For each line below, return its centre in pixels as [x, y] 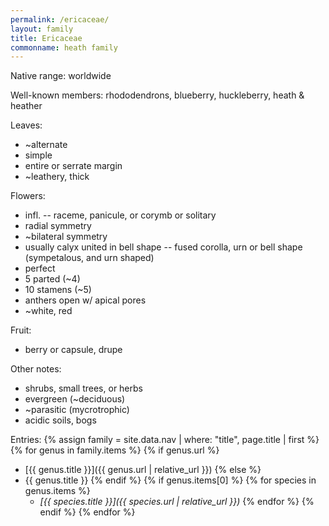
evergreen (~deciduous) [75, 399]
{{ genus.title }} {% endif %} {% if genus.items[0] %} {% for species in [170, 480]
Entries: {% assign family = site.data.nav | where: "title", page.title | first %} [165, 440]
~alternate [46, 145]
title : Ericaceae [46, 38]
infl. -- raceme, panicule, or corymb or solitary [120, 215]
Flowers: [28, 196]
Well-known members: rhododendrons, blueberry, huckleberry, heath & [157, 95]
